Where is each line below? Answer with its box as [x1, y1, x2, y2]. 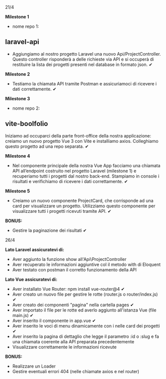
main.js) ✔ [12, 312, 34, 318]
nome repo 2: [12, 105, 40, 111]
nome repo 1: [12, 23, 39, 29]
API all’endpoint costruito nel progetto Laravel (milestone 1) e [12, 168, 137, 174]
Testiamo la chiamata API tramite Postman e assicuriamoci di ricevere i [12, 80, 157, 86]
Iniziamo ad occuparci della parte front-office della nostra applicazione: [5, 132, 152, 138]
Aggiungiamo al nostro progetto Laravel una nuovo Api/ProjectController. [12, 51, 161, 57]
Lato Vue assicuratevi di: [5, 276, 57, 282]
